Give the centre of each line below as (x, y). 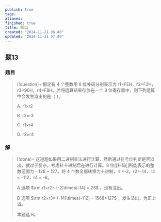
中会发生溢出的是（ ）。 (40, 96)
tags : (10, 14)
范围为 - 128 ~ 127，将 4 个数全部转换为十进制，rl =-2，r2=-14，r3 (88, 171)
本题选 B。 (27, 214)
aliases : (14, 18)
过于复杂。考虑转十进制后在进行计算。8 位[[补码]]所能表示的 (90, 165)
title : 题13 (17, 28)
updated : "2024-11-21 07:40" (34, 37)
